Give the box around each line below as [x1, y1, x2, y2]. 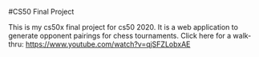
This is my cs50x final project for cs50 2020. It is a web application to [8, 22, 239, 31]
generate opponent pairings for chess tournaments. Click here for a [8, 31, 232, 40]
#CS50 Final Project [8, 7, 75, 16]
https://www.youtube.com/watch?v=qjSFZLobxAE [25, 39, 191, 49]
